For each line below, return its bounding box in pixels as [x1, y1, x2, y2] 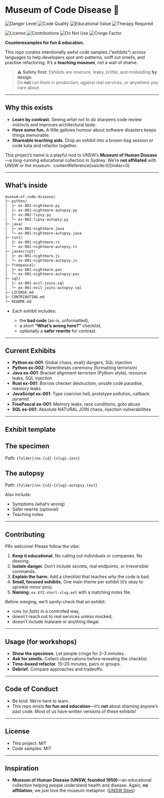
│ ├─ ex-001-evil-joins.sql [5, 281, 64, 286]
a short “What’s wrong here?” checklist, [19, 323, 102, 328]
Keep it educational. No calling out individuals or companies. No [12, 553, 143, 559]
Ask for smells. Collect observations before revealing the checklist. [12, 656, 148, 662]
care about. [17, 84, 41, 90]
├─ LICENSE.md [5, 290, 34, 295]
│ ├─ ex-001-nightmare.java [5, 226, 64, 231]
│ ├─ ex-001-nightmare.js [5, 253, 60, 258]
